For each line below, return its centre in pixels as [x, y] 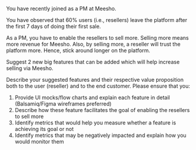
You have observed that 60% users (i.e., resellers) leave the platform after [97, 20]
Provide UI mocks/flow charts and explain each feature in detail [92, 98]
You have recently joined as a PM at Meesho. [61, 9]
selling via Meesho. [30, 68]
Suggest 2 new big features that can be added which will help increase [93, 62]
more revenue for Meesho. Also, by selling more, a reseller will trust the [94, 44]
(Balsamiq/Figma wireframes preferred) [63, 104]
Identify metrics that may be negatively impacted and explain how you [101, 135]
